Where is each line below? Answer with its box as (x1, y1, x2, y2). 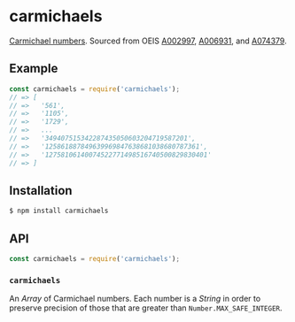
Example (9, 61, 58, 76)
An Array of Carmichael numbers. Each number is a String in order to (9, 294, 261, 304)
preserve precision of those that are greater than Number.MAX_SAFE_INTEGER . (9, 303, 283, 313)
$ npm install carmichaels (9, 206, 109, 216)
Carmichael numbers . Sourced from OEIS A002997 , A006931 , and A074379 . (9, 35, 287, 46)
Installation (9, 183, 73, 198)
